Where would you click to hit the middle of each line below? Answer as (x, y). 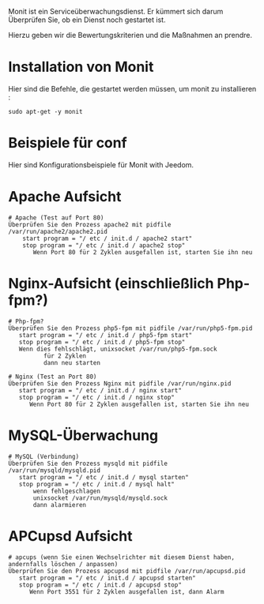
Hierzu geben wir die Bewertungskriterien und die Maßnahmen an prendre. (130, 35)
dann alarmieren (60, 505)
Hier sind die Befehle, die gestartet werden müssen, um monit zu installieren (132, 88)
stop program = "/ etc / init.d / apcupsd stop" (100, 585)
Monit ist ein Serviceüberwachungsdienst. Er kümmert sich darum (116, 11)
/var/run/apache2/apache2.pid (58, 231)
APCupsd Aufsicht (70, 536)
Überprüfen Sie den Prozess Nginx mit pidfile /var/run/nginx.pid (120, 383)
